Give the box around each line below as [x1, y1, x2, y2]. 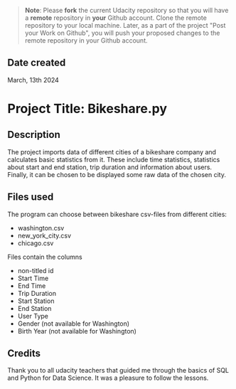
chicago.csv [17, 238, 54, 247]
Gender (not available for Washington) [17, 319, 130, 328]
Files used [7, 191, 54, 203]
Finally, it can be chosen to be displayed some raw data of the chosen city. [7, 170, 226, 178]
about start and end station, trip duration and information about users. [7, 163, 212, 171]
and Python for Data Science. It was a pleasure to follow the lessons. [7, 373, 209, 383]
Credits [7, 348, 41, 360]
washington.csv [17, 223, 65, 232]
